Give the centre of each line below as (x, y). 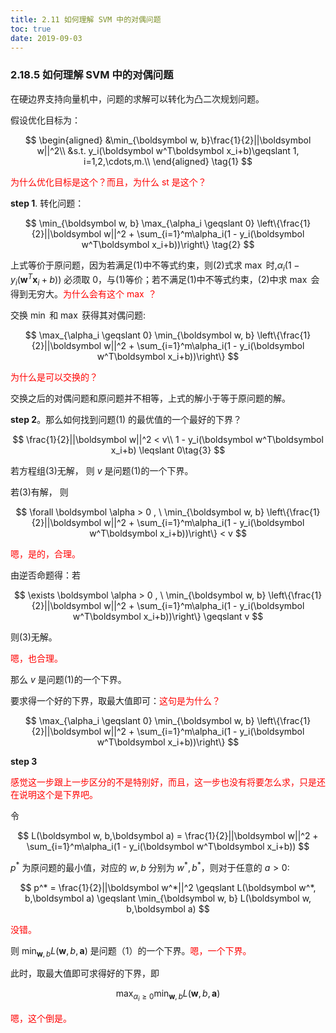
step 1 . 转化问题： (47, 203)
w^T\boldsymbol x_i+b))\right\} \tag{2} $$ (168, 244)
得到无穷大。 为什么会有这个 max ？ (83, 293)
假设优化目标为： (45, 120)
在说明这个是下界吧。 (54, 794)
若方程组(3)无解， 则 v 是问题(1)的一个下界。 (102, 470)
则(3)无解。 (34, 637)
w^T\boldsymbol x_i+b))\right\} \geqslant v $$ (168, 616)
